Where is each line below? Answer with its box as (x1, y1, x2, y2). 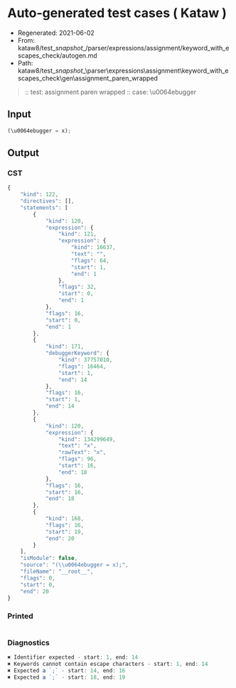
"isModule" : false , (20, 555, 78, 562)
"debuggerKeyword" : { (45, 350, 110, 357)
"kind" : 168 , (45, 515, 84, 522)
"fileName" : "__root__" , (20, 568, 94, 576)
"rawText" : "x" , (58, 449, 107, 456)
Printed (7, 611, 33, 621)
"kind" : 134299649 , (58, 435, 116, 443)
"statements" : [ (20, 204, 69, 211)
